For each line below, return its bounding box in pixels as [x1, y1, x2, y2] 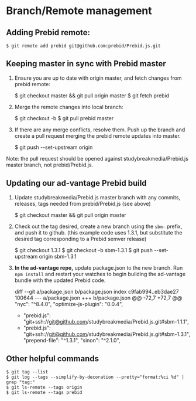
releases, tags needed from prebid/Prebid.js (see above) [14, 200, 151, 207]
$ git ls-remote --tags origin [6, 385, 82, 390]
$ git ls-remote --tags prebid [6, 390, 82, 396]
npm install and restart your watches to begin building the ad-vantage [14, 270, 186, 277]
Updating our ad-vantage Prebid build [6, 178, 147, 188]
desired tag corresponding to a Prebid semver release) [14, 235, 147, 242]
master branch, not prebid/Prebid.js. [6, 161, 94, 168]
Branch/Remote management [6, 4, 152, 18]
